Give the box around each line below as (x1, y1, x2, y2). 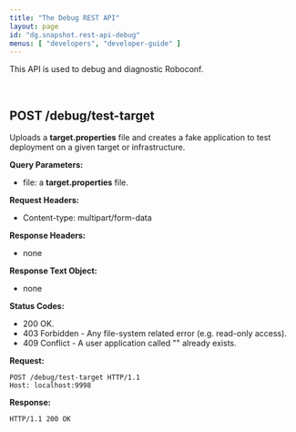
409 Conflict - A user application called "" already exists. (22, 338, 237, 349)
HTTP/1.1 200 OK (9, 415, 71, 424)
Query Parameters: (9, 159, 84, 170)
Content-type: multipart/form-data (22, 212, 152, 223)
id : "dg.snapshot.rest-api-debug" (9, 30, 141, 39)
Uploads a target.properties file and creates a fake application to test (9, 132, 271, 143)
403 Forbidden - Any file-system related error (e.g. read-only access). (22, 328, 287, 339)
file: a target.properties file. (22, 177, 129, 188)
